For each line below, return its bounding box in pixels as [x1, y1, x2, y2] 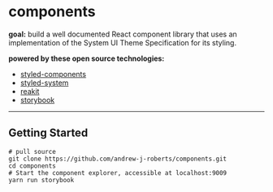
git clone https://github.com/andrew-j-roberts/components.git [8, 155, 227, 163]
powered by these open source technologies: [8, 53, 165, 63]
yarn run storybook [8, 176, 75, 184]
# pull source [8, 147, 57, 156]
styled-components [19, 69, 87, 79]
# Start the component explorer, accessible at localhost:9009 [8, 169, 227, 177]
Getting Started [8, 126, 89, 140]
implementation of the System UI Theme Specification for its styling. [8, 37, 237, 47]
